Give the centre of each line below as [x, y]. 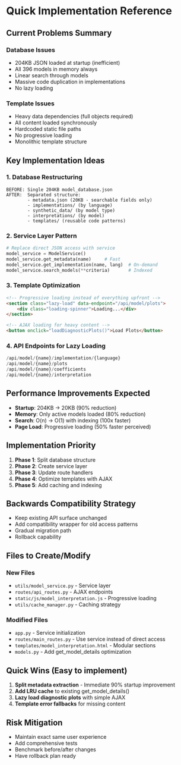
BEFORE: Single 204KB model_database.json [59, 189]
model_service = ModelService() [46, 254]
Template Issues [31, 104]
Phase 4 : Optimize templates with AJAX [63, 479]
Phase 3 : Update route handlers [54, 472]
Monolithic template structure [51, 142]
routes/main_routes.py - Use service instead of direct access [90, 639]
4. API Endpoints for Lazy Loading [56, 346]
